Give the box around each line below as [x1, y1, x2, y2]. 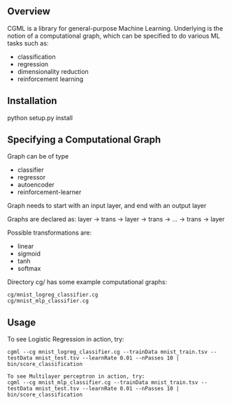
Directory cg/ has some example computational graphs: [7, 278, 168, 286]
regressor [17, 173, 46, 182]
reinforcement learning [17, 75, 84, 83]
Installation [7, 95, 57, 107]
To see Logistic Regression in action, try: [7, 335, 124, 344]
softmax [17, 265, 41, 273]
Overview [7, 6, 51, 17]
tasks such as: [7, 38, 49, 47]
